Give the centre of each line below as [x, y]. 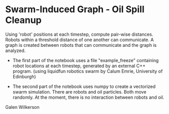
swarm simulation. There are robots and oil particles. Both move [79, 92]
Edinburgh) [24, 76]
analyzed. [15, 50]
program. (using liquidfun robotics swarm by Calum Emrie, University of [88, 71]
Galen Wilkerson [22, 107]
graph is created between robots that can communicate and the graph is [81, 45]
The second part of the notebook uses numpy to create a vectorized [84, 86]
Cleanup [24, 20]
